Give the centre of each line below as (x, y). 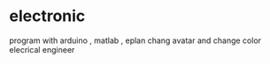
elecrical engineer (42, 49)
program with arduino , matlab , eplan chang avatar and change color (135, 40)
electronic (47, 16)
